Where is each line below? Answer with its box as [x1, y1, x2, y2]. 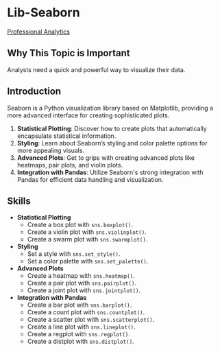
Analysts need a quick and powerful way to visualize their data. [7, 65, 186, 73]
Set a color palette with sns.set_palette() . [27, 257, 149, 266]
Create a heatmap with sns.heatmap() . [27, 272, 135, 280]
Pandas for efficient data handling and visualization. [16, 175, 164, 183]
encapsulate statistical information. [16, 132, 117, 140]
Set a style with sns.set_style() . [27, 250, 121, 258]
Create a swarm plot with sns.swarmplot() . [27, 235, 148, 244]
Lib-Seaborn [7, 5, 80, 21]
